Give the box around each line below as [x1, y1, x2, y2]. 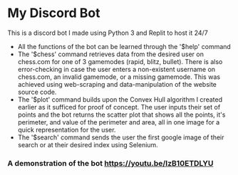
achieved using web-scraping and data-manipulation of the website [17, 80, 217, 88]
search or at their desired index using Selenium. [17, 140, 158, 149]
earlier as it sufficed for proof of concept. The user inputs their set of [17, 102, 221, 111]
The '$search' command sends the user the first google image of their [17, 133, 224, 142]
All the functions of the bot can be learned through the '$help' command [17, 42, 232, 51]
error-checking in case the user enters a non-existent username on [17, 65, 216, 73]
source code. [17, 87, 57, 96]
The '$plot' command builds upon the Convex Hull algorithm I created [17, 95, 223, 104]
